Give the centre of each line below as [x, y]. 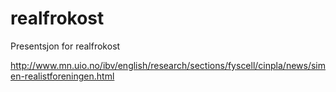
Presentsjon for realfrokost [65, 46]
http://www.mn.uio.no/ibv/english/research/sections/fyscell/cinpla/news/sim [168, 65]
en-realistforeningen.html [62, 76]
